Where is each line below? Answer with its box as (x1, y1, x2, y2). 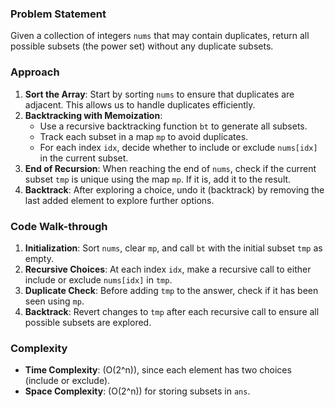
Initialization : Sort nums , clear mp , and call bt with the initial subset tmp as (24, 242, 323, 254)
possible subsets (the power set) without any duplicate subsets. (10, 40, 274, 52)
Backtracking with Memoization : (24, 109, 163, 121)
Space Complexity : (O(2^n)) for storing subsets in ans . (24, 385, 251, 397)
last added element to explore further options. (24, 194, 215, 206)
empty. (24, 252, 54, 264)
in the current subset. (39, 152, 129, 164)
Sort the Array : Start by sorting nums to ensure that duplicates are (24, 88, 295, 100)
